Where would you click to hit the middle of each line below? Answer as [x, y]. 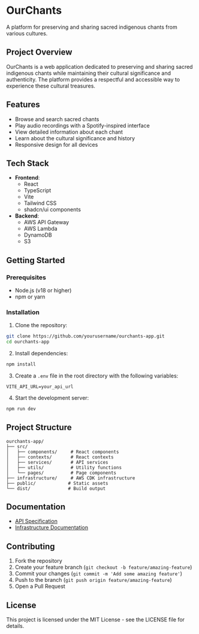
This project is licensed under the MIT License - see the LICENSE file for [95, 620]
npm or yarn [30, 297]
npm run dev [21, 409]
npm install [21, 364]
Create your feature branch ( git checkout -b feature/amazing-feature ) [103, 567]
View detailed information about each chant [69, 132]
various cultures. [27, 33]
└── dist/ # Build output [56, 488]
